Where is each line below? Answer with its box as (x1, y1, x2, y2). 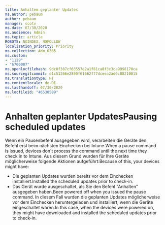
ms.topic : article (5, 35, 43, 40)
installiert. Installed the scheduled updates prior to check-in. (12, 178, 133, 185)
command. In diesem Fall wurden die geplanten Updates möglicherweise (12, 194, 160, 200)
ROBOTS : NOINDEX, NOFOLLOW (5, 39, 61, 44)
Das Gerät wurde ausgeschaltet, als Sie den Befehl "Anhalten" (12, 184, 138, 190)
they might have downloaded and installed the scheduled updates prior (12, 210, 157, 216)
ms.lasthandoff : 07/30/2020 (5, 85, 63, 90)
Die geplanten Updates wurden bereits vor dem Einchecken (12, 173, 133, 179)
